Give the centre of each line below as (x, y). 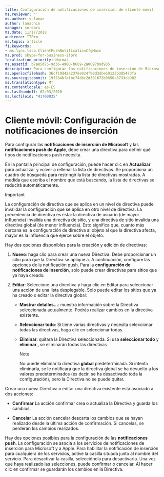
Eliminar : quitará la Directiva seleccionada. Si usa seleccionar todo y (89, 339)
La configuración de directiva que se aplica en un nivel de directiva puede (79, 204)
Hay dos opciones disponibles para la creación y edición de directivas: (76, 245)
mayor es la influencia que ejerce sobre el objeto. (55, 235)
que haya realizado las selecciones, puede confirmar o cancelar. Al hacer (79, 464)
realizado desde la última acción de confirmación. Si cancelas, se (78, 423)
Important (15, 195)
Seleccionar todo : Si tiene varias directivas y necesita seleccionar (86, 325)
